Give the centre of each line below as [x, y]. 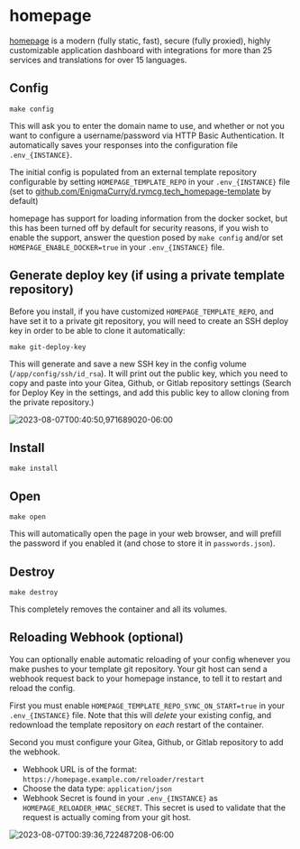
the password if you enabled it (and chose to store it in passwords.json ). [142, 543]
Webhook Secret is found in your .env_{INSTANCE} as [120, 798]
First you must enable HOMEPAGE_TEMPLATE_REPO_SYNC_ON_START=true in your [147, 706]
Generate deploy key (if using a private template [147, 276]
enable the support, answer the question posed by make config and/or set [146, 237]
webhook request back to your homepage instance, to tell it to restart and [146, 678]
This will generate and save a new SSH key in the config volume [128, 364]
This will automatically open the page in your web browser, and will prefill [145, 534]
